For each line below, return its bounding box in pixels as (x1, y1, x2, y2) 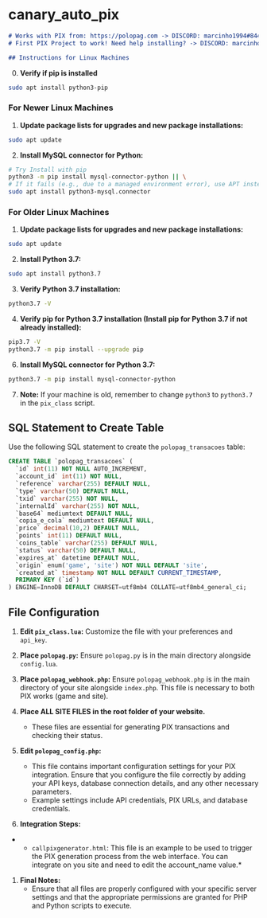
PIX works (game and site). (19, 691, 109, 701)
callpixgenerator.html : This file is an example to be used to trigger (31, 843, 253, 853)
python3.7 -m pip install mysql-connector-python (8, 375, 176, 383)
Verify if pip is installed (19, 68, 98, 77)
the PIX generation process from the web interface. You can (31, 852, 229, 861)
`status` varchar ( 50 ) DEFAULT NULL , (15, 546, 137, 554)
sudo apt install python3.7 (8, 270, 102, 278)
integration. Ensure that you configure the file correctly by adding (31, 770, 246, 779)
